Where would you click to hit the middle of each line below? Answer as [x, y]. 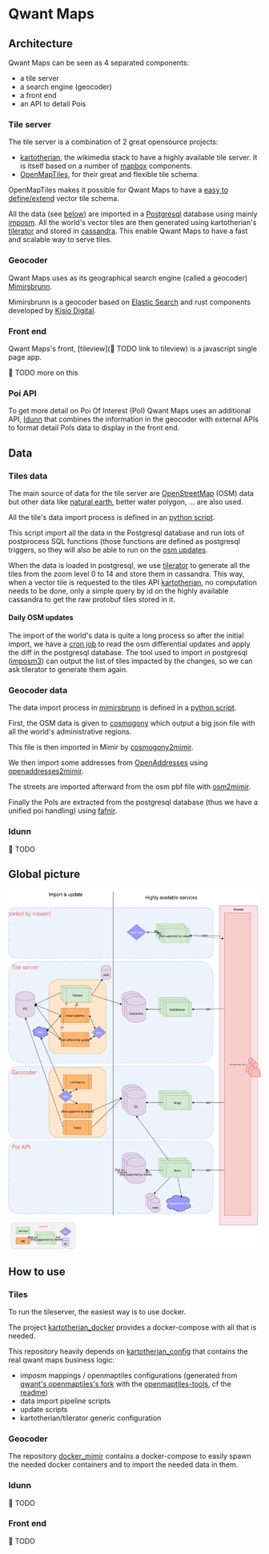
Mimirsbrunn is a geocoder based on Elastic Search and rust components [129, 302]
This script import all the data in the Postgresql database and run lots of [126, 533]
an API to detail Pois [53, 104]
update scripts [44, 1409]
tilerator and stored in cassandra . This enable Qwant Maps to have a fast [128, 231]
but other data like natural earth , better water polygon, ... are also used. [126, 501]
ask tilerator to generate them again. [68, 670]
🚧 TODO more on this [43, 372]
